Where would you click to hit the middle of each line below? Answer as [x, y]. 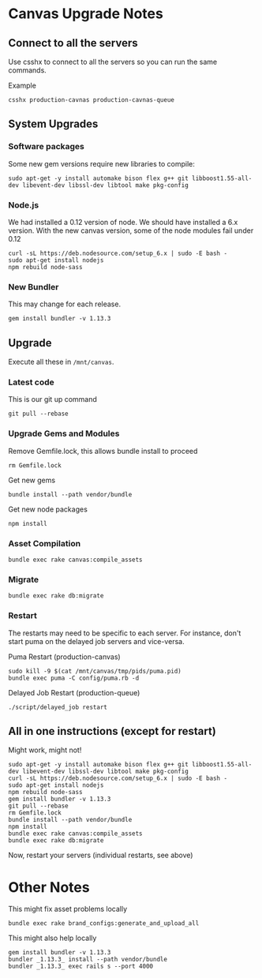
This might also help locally [52, 938]
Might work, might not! [45, 750]
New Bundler [34, 287]
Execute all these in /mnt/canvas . [61, 362]
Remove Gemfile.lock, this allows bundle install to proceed [103, 451]
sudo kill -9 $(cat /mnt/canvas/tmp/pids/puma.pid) [95, 671]
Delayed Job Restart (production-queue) [74, 692]
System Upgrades [53, 124]
